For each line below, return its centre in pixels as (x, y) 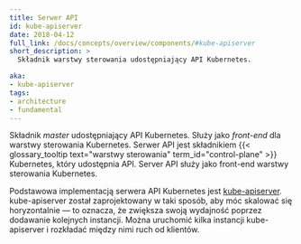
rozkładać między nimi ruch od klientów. (125, 230)
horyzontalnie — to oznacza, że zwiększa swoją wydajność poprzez (136, 211)
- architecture (38, 101)
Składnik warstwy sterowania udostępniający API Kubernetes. (135, 60)
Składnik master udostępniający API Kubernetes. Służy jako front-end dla (145, 136)
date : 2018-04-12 (42, 34)
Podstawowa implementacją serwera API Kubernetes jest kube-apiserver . (146, 192)
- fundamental (36, 109)
